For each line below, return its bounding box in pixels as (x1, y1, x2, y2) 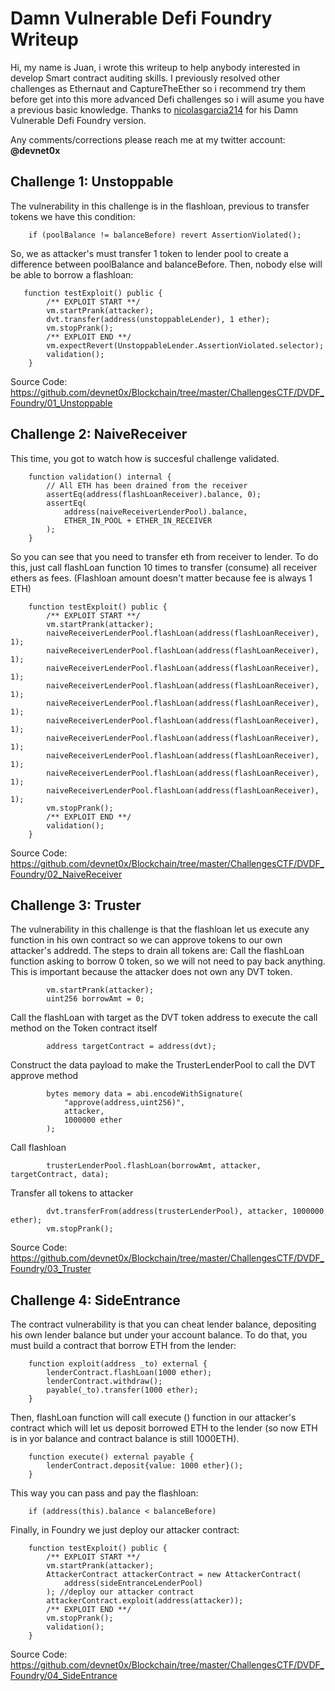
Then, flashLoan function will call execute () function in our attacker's (10, 1412, 297, 1424)
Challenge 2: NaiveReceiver (10, 426, 188, 443)
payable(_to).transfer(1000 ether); (46, 1385, 199, 1396)
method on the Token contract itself (10, 1022, 158, 1034)
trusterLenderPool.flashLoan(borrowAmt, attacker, (46, 1161, 262, 1171)
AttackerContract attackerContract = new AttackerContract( (46, 1570, 302, 1580)
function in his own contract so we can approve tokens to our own (10, 934, 283, 946)
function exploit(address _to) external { (28, 1359, 208, 1369)
